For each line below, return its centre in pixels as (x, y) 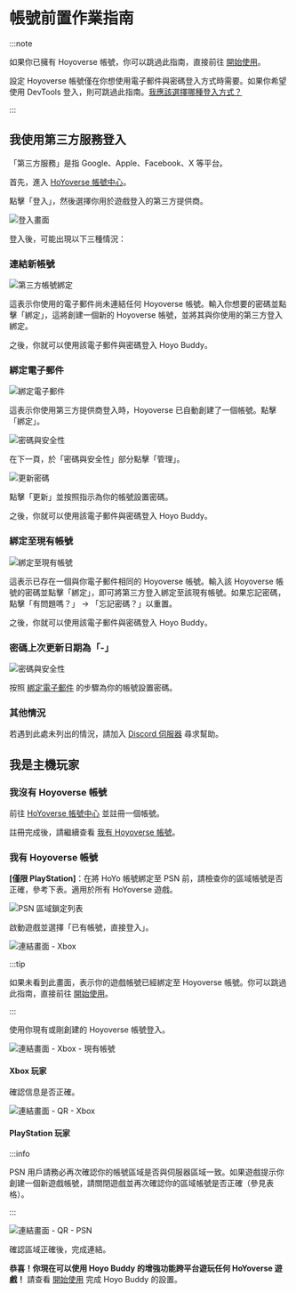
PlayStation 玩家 (40, 1133)
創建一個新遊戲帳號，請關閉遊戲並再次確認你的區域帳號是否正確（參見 (138, 1183)
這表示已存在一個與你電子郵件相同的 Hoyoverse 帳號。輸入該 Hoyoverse (141, 581)
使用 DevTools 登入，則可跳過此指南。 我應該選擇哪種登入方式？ (126, 92)
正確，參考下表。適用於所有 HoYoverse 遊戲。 (93, 890)
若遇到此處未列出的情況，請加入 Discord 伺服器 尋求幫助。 (116, 734)
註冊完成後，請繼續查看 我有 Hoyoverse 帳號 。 (95, 832)
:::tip (17, 964)
